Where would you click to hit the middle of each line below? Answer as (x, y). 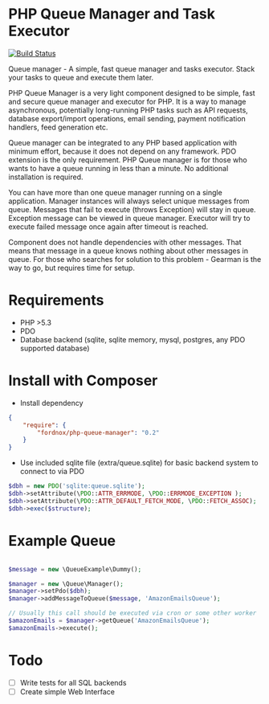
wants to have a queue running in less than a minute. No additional (118, 168)
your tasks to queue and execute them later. (81, 77)
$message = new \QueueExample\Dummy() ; (75, 569)
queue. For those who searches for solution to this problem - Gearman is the (135, 259)
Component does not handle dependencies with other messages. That (125, 242)
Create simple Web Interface (67, 691)
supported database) (55, 348)
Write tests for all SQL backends (73, 682)
